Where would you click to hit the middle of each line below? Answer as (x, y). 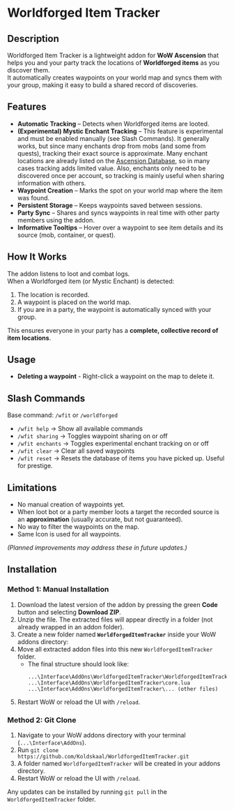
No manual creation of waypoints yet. (71, 504)
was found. (33, 197)
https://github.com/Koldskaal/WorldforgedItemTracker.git (103, 757)
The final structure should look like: (78, 663)
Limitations (32, 487)
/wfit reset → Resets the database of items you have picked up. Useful (121, 458)
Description (33, 39)
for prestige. (35, 466)
